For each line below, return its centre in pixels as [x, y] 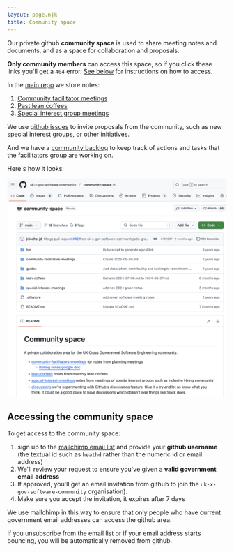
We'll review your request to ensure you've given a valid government [117, 469]
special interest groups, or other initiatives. [69, 134]
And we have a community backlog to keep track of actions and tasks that [114, 147]
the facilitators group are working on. [60, 155]
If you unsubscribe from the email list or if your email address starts [104, 533]
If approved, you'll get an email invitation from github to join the [108, 484]
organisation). [108, 491]
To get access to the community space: [64, 433]
